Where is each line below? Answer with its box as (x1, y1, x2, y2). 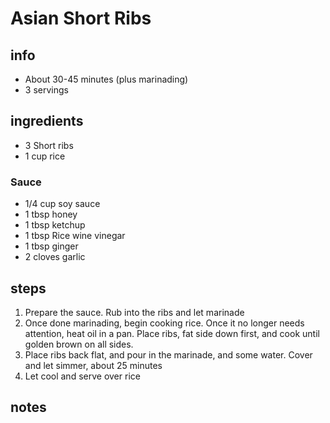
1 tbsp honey (24, 208, 78, 221)
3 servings (24, 84, 69, 96)
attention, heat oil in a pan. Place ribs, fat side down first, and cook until (24, 327, 320, 339)
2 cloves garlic (24, 251, 86, 263)
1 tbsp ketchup (24, 219, 86, 231)
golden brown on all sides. (24, 338, 134, 350)
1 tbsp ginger (24, 240, 79, 252)
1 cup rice (24, 150, 66, 162)
